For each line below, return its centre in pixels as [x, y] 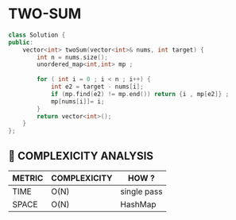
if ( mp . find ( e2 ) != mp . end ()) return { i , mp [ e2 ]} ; [140, 94]
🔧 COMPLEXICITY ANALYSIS [81, 156]
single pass [141, 191]
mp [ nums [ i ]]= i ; [77, 101]
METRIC [28, 178]
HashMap [138, 205]
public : [21, 42]
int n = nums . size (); [73, 57]
